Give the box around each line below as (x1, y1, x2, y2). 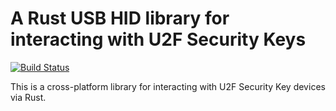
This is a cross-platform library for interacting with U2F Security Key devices (10, 80, 326, 92)
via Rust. (10, 91, 47, 103)
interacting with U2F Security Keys (10, 28, 307, 51)
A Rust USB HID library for (10, 7, 230, 30)
